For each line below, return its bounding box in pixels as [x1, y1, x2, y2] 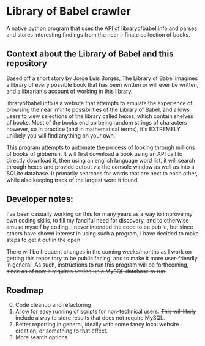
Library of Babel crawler [6, 4, 132, 18]
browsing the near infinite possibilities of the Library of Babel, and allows [6, 106, 190, 113]
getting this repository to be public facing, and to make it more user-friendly [6, 254, 198, 262]
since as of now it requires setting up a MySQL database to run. [6, 267, 167, 274]
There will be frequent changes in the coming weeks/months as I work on [6, 248, 192, 255]
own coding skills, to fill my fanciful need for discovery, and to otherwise [6, 216, 189, 224]
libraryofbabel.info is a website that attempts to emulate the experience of [6, 99, 193, 106]
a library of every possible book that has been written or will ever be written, [6, 81, 199, 88]
